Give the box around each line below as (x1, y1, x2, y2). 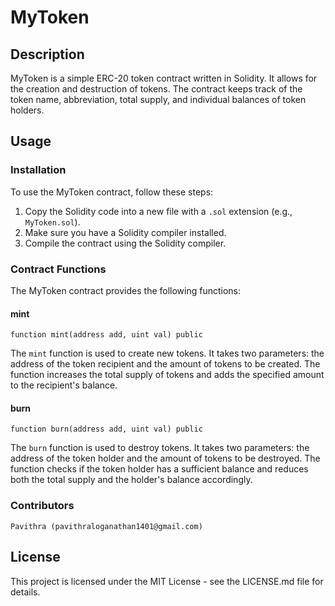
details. (10, 586, 41, 598)
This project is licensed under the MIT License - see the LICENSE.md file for (10, 575, 324, 587)
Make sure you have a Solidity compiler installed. (24, 226, 227, 238)
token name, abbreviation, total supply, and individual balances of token (10, 94, 307, 105)
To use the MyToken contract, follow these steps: (10, 186, 214, 198)
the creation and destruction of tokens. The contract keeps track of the (10, 83, 303, 95)
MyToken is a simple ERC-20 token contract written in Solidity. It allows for (10, 72, 318, 84)
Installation (10, 163, 67, 177)
